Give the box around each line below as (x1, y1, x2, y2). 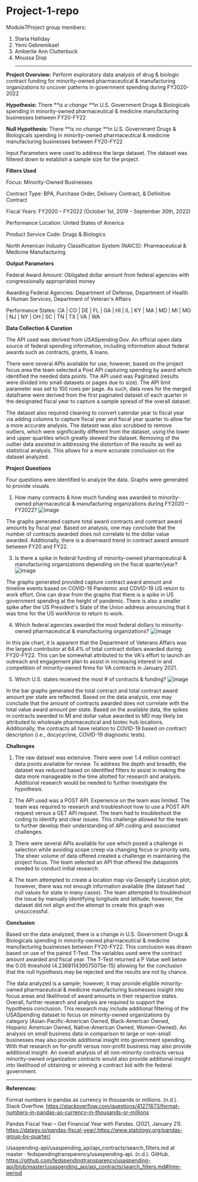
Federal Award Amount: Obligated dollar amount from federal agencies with (6, 271, 190, 279)
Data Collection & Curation (6, 324, 72, 332)
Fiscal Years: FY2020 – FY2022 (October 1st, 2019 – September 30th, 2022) (6, 208, 191, 215)
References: (6, 1084, 37, 1092)
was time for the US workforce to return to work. (6, 610, 124, 617)
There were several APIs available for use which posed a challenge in (14, 840, 184, 847)
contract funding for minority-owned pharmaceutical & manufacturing (6, 77, 176, 84)
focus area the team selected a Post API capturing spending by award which (6, 366, 192, 373)
